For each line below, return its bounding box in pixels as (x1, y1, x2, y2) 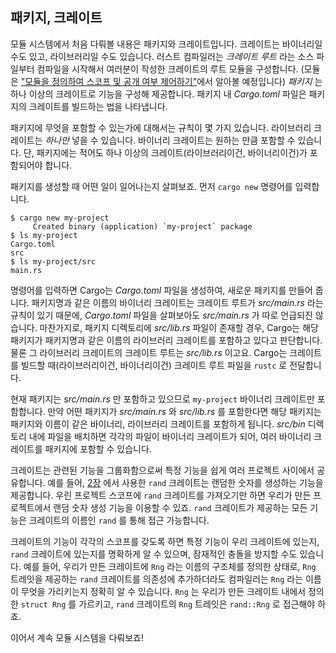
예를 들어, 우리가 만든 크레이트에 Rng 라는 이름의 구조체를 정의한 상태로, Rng (23, 560, 317, 572)
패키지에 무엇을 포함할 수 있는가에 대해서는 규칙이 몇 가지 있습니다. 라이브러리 (10, 121, 312, 133)
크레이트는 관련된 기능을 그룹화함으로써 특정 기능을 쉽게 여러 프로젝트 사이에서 (10, 464, 315, 476)
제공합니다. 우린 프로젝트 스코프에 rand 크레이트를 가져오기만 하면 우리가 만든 (10, 489, 312, 501)
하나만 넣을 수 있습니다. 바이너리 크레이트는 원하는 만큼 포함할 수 (44, 134, 296, 146)
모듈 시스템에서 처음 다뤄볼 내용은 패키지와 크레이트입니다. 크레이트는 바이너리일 (10, 38, 323, 50)
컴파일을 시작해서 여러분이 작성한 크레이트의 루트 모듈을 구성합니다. (36, 63, 299, 75)
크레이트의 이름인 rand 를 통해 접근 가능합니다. (28, 514, 210, 526)
